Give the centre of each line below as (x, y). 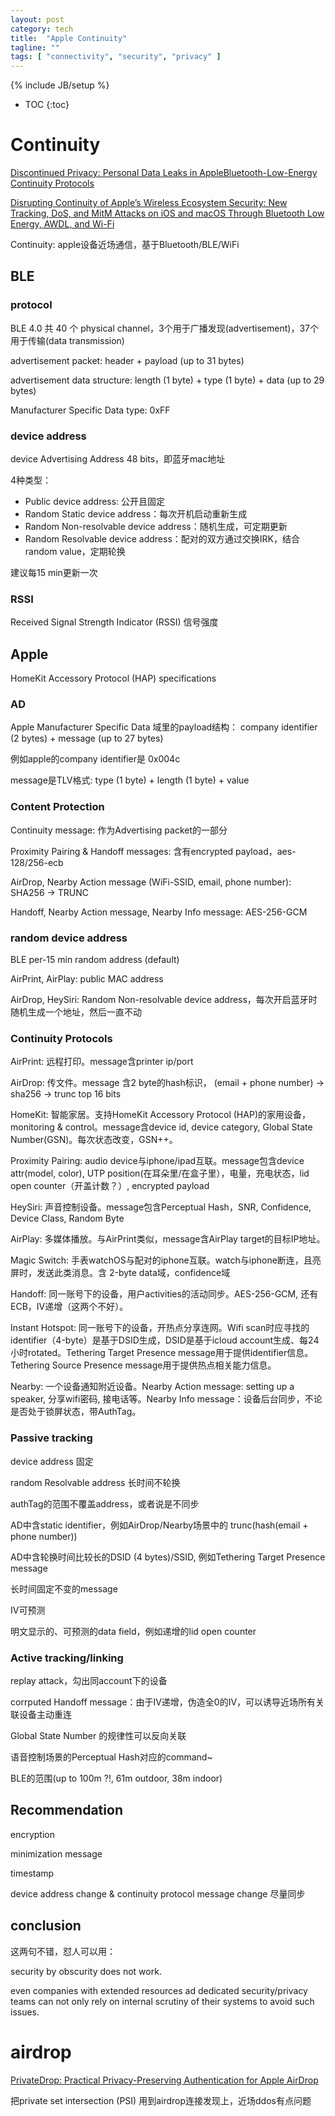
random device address (69, 938)
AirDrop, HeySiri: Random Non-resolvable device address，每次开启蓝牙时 (164, 1000)
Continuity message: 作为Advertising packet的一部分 (119, 830)
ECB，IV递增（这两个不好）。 (69, 1307)
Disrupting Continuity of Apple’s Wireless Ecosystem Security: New (149, 203)
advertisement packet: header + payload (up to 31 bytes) (127, 360)
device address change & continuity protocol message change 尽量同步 (158, 1893)
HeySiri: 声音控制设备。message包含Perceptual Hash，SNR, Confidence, (161, 1207)
